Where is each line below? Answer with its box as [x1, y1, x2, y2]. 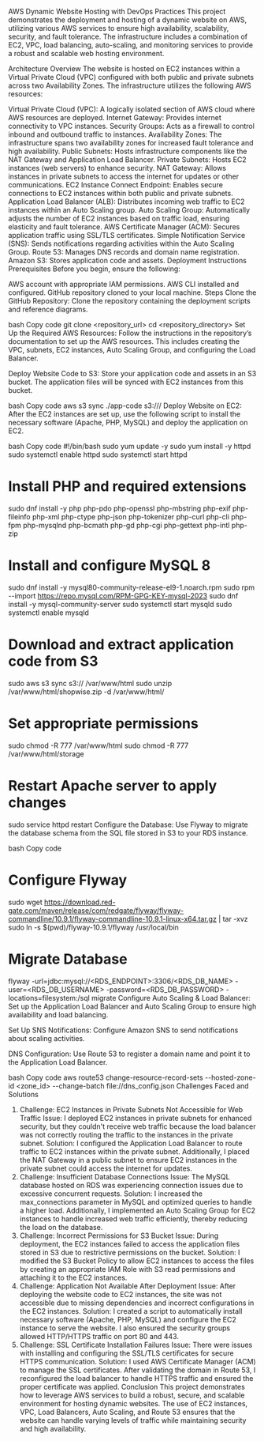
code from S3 [8, 652, 99, 670]
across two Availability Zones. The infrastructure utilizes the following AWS [8, 81, 252, 90]
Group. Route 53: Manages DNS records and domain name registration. [8, 247, 240, 256]
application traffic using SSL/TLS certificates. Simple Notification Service [8, 231, 246, 240]
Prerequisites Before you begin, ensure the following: [8, 264, 181, 273]
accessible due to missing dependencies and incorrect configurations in [19, 1298, 255, 1307]
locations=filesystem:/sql [8, 993, 91, 1002]
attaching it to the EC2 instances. [19, 1273, 128, 1282]
